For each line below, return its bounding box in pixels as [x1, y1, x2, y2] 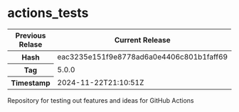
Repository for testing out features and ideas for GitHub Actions [7, 96, 194, 104]
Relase [18, 39, 43, 49]
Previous [15, 30, 46, 40]
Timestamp [11, 78, 51, 88]
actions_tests [7, 5, 89, 21]
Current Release [114, 35, 171, 45]
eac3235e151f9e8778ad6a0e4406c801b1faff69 [57, 52, 228, 62]
